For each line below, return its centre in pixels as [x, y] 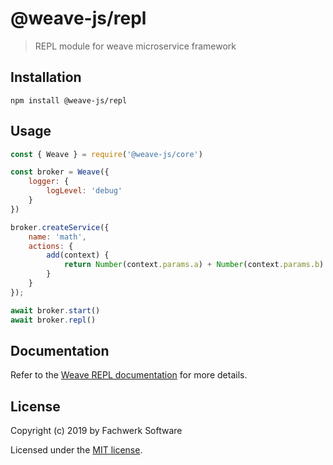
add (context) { [78, 255]
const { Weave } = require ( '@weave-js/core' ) [106, 154]
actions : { [51, 246]
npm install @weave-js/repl [69, 100]
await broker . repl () [53, 320]
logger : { [49, 182]
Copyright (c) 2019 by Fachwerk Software [96, 431]
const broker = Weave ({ [60, 172]
